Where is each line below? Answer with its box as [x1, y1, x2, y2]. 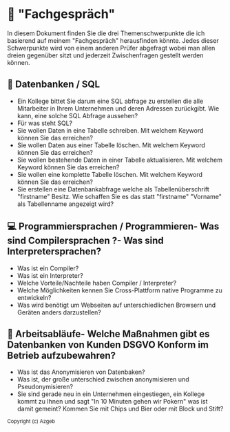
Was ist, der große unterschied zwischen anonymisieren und [17, 375, 189, 384]
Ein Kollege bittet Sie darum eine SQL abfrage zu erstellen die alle [17, 97, 204, 105]
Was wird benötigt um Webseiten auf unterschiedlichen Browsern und [17, 301, 216, 309]
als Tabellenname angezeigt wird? [17, 200, 114, 208]
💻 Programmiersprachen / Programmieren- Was [7, 220, 220, 232]
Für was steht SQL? [17, 119, 73, 127]
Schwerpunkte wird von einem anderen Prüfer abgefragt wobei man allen [7, 44, 216, 52]
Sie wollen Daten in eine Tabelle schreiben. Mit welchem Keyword [17, 126, 204, 134]
